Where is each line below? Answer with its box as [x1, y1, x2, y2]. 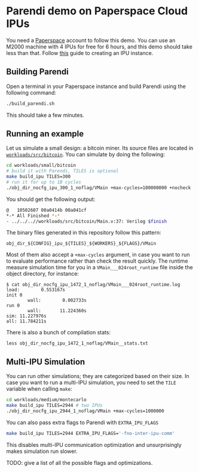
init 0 [6, 292, 23, 299]
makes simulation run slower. [6, 447, 78, 455]
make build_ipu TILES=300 [6, 173, 71, 180]
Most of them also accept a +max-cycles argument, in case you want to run [6, 251, 190, 258]
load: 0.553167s [6, 287, 66, 293]
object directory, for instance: [6, 270, 79, 278]
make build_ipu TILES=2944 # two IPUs [6, 403, 103, 409]
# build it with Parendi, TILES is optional [6, 168, 119, 174]
